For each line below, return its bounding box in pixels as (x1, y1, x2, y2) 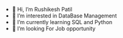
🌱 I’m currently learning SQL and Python (12, 19, 113, 25)
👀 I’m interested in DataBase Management (12, 12, 117, 19)
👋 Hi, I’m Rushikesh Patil (12, 6, 73, 13)
